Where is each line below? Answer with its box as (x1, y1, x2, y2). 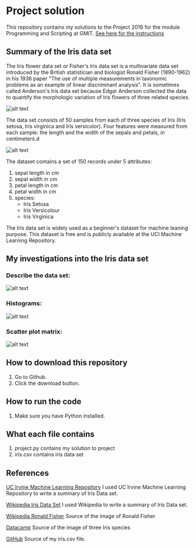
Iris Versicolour (23, 207, 60, 214)
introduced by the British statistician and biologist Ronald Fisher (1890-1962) (6, 69, 191, 76)
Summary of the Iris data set (6, 47, 112, 57)
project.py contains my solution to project (14, 445, 115, 452)
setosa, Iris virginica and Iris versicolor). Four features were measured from (6, 122, 188, 130)
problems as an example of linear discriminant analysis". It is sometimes (6, 81, 180, 88)
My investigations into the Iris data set (6, 254, 149, 264)
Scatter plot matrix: (6, 327, 63, 335)
